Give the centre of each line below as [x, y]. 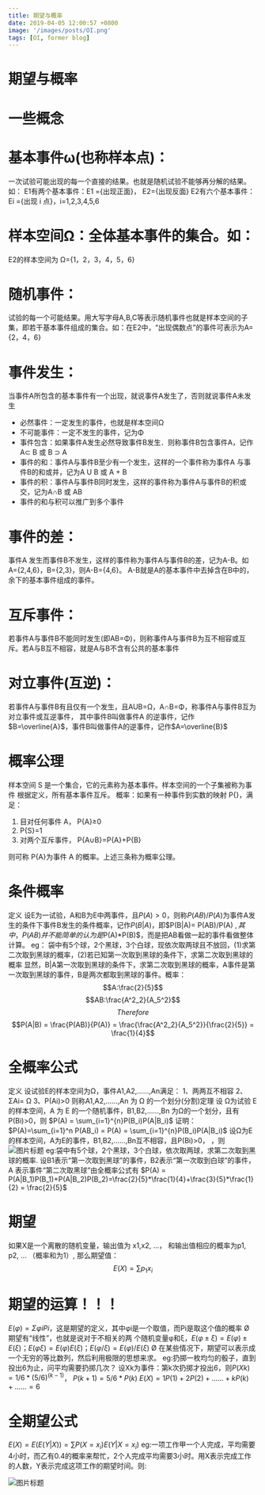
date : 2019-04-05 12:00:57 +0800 [63, 23]
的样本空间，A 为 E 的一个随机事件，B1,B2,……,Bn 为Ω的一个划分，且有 [124, 1111]
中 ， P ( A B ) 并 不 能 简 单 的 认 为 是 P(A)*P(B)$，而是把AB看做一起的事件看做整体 [131, 935]
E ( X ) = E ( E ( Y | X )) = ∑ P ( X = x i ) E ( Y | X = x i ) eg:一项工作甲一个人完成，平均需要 [132, 1445]
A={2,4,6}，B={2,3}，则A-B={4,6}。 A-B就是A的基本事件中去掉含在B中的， [131, 570]
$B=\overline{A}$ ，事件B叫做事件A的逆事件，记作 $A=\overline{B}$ [118, 727]
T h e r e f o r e [133, 1013]
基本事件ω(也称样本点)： [89, 157]
